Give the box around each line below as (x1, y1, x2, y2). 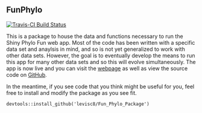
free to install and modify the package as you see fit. (6, 89, 137, 96)
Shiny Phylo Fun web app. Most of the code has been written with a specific (6, 39, 195, 46)
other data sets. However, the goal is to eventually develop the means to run (6, 51, 195, 59)
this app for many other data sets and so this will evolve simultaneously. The (6, 58, 196, 65)
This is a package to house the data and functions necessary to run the (6, 33, 183, 40)
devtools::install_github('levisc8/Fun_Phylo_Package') (6, 101, 150, 107)
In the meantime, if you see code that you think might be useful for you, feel (6, 83, 195, 90)
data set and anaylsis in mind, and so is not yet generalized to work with (6, 45, 185, 53)
